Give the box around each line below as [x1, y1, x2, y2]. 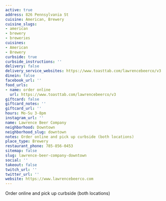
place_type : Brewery [5, 139, 49, 144]
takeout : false [5, 162, 37, 167]
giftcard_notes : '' [5, 102, 46, 107]
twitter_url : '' [5, 172, 39, 177]
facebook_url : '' [5, 78, 42, 83]
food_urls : [5, 82, 28, 87]
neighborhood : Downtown [5, 125, 56, 130]
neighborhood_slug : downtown [5, 129, 67, 134]
